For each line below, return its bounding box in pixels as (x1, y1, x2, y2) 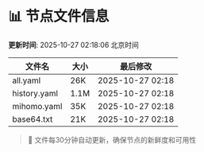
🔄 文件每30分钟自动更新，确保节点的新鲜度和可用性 (27, 134, 197, 144)
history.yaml (12, 88, 58, 99)
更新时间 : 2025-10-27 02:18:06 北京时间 (8, 40, 139, 49)
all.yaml (12, 75, 41, 86)
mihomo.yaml (12, 100, 63, 111)
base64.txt (12, 113, 53, 124)
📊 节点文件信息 (8, 7, 110, 25)
